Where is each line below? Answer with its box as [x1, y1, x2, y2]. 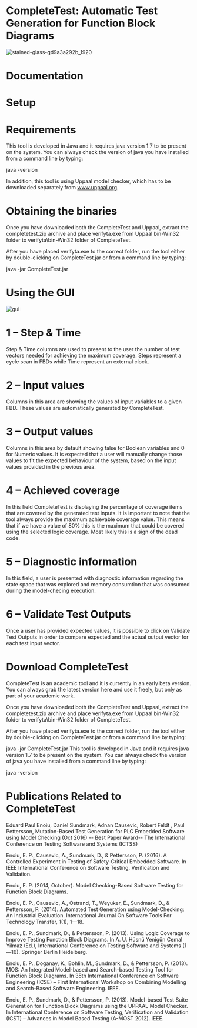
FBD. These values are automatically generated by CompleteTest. [6, 405, 165, 411]
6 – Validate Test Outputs [6, 608, 131, 621]
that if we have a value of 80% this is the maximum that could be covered [6, 522, 184, 529]
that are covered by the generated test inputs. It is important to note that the [6, 509, 190, 516]
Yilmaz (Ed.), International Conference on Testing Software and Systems [6, 942, 181, 949]
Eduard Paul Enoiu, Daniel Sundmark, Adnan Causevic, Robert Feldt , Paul [6, 822, 185, 829]
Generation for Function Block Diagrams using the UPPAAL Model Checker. [6, 1002, 188, 1009]
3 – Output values [6, 425, 94, 439]
